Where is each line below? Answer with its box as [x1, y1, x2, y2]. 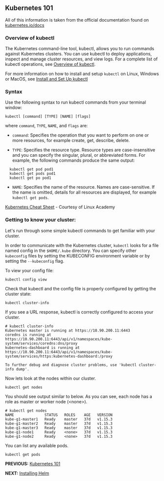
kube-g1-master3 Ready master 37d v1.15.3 [5, 425, 113, 430]
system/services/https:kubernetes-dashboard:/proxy [5, 354, 113, 359]
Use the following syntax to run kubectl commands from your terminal [5, 99, 146, 105]
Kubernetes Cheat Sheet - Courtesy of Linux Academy [5, 204, 115, 210]
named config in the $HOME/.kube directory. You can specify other [5, 248, 137, 254]
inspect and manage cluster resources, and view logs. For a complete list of [5, 56, 158, 62]
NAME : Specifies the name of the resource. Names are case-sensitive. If [12, 184, 155, 190]
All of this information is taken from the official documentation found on [5, 17, 149, 23]
